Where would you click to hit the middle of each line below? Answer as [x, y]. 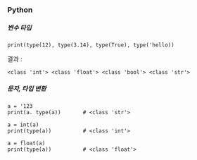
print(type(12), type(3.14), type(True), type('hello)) [91, 45]
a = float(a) [26, 143]
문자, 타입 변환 [27, 89]
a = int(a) [23, 125]
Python [20, 10]
